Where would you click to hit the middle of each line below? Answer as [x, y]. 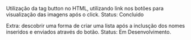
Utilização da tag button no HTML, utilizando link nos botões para [85, 8]
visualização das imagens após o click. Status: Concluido [75, 14]
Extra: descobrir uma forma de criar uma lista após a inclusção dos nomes [95, 26]
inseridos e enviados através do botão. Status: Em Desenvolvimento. [88, 32]
